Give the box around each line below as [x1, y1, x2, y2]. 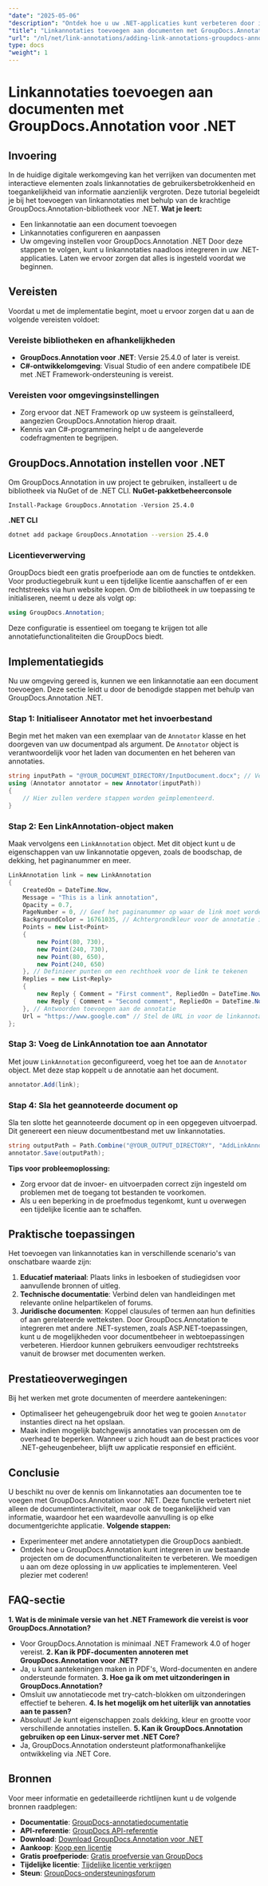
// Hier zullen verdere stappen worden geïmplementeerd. [22, 794, 216, 802]
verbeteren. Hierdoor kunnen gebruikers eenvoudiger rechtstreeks [19, 1341, 239, 1350]
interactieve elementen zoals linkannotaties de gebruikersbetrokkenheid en [8, 179, 255, 188]
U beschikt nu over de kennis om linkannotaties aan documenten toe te [8, 1487, 242, 1497]
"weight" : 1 [8, 49, 48, 57]
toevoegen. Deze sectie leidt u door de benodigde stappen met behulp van [8, 684, 254, 695]
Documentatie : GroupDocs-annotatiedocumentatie [19, 1817, 189, 1827]
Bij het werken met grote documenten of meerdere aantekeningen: [8, 1393, 227, 1403]
